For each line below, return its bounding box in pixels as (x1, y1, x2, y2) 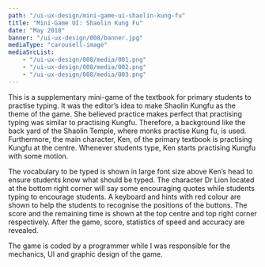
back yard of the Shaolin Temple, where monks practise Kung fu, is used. (8, 126, 247, 135)
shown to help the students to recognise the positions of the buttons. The (8, 200, 248, 210)
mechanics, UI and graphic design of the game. (8, 249, 163, 258)
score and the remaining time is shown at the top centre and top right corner (8, 208, 257, 218)
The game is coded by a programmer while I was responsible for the (8, 241, 231, 250)
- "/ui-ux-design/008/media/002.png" (22, 63, 147, 71)
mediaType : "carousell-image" (8, 41, 108, 49)
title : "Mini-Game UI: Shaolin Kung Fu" (8, 19, 144, 27)
